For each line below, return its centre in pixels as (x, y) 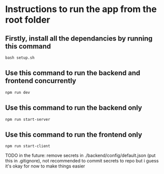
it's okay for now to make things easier (45, 166)
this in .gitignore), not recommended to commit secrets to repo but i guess (82, 161)
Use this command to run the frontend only (74, 135)
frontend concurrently (41, 81)
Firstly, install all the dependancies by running (79, 38)
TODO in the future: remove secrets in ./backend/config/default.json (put (80, 155)
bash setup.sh (20, 58)
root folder (28, 20)
